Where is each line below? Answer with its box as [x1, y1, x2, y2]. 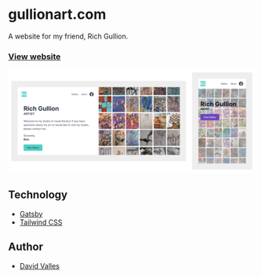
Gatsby [19, 209, 43, 218]
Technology [8, 188, 68, 202]
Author [8, 240, 43, 254]
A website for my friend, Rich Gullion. [8, 31, 129, 41]
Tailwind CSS [19, 218, 63, 227]
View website [8, 51, 61, 62]
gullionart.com [8, 5, 107, 24]
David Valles [19, 261, 60, 270]
